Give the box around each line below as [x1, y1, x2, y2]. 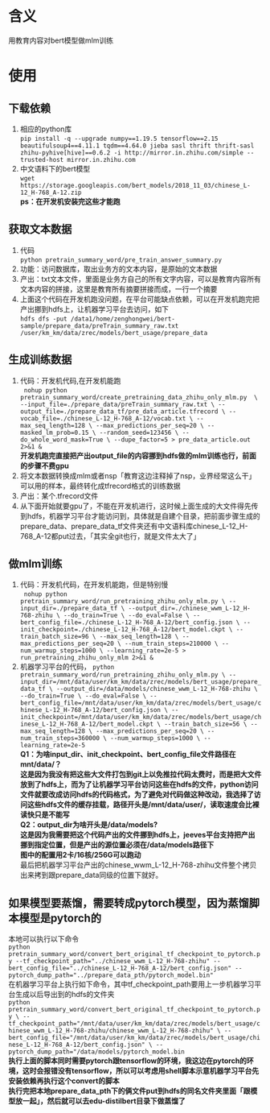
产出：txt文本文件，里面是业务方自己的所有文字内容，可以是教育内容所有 [19, 274, 261, 283]
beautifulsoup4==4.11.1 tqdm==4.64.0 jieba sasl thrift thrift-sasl [19, 142, 255, 150]
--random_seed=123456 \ [99, 428, 179, 437]
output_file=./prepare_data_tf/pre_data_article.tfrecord [19, 408, 219, 416]
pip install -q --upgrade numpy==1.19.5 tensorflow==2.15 [19, 134, 219, 143]
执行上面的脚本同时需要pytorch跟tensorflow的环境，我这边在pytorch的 [8, 1056, 247, 1065]
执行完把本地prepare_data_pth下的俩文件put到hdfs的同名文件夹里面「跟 [8, 1086, 251, 1096]
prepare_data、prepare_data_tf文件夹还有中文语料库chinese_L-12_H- [19, 521, 248, 531]
